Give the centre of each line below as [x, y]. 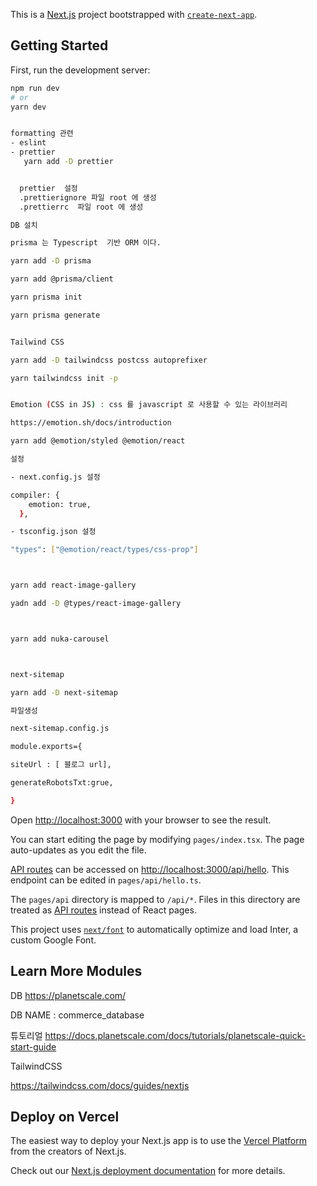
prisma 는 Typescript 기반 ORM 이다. [86, 243]
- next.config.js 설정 [55, 477]
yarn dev [28, 107]
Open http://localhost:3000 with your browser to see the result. [141, 820]
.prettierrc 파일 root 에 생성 [81, 207]
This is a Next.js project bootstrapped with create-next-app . [134, 14]
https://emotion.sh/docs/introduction [91, 423]
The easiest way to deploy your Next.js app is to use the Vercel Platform [159, 1141]
